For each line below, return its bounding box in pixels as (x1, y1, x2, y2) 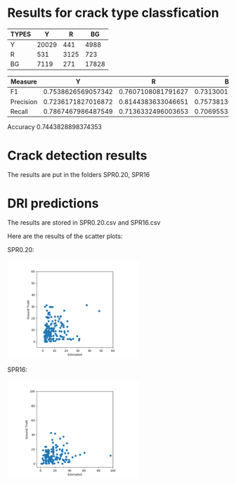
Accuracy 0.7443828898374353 (7, 123, 103, 131)
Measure (10, 77, 37, 86)
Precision (10, 97, 37, 106)
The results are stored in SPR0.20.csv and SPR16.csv (7, 218, 161, 227)
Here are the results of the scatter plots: (7, 232, 123, 240)
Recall (10, 107, 28, 115)
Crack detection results (7, 148, 147, 163)
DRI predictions (7, 195, 99, 211)
